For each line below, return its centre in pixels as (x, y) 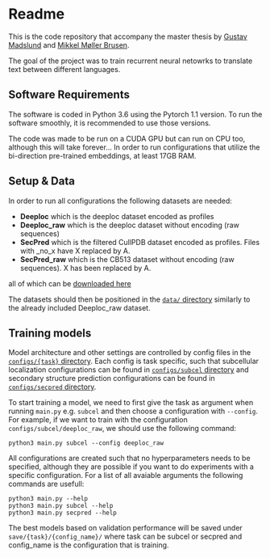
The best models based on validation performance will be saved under (126, 528)
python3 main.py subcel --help (61, 506)
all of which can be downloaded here (70, 283)
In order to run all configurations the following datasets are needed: (120, 201)
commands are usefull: (46, 484)
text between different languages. (64, 69)
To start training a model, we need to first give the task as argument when (131, 403)
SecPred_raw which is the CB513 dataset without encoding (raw (127, 259)
